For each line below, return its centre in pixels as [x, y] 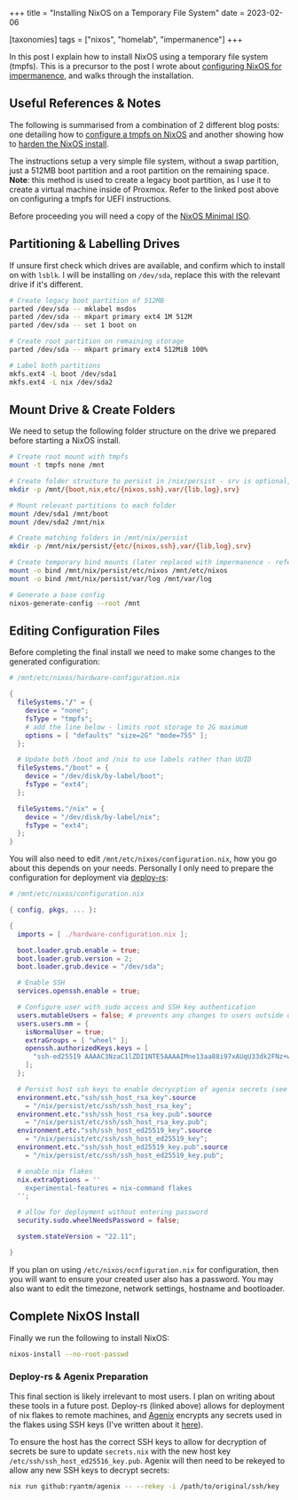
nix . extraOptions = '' [59, 1180]
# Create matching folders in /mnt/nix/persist [99, 538]
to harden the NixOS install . [59, 144]
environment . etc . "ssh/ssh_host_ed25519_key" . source [115, 1131]
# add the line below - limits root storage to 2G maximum [137, 727]
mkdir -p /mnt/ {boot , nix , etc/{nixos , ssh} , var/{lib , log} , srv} [125, 489]
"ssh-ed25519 [57, 1057]
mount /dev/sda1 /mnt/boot [59, 514]
